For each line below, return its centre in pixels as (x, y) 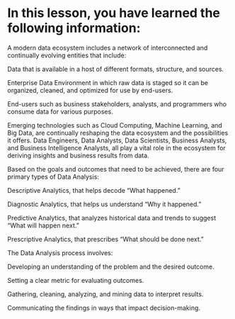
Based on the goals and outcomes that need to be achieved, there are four (116, 169)
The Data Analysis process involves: (60, 252)
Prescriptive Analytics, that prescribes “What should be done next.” (105, 239)
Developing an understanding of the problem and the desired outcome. (111, 267)
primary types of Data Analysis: (53, 177)
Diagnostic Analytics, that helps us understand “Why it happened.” (104, 204)
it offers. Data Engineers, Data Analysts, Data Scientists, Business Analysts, (117, 140)
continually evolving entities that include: (67, 55)
